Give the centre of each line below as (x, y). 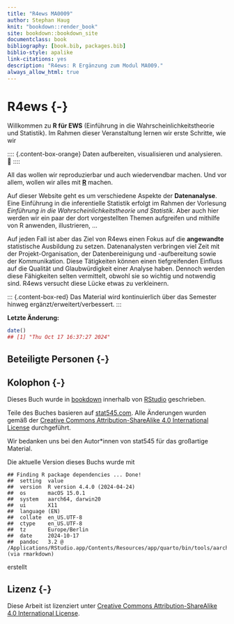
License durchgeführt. (39, 428)
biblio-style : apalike (40, 53)
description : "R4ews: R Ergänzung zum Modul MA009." (85, 66)
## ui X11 (32, 505)
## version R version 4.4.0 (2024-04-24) (71, 487)
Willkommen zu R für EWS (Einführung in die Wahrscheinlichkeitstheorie (111, 125)
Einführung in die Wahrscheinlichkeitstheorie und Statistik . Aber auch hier (113, 211)
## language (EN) (34, 512)
